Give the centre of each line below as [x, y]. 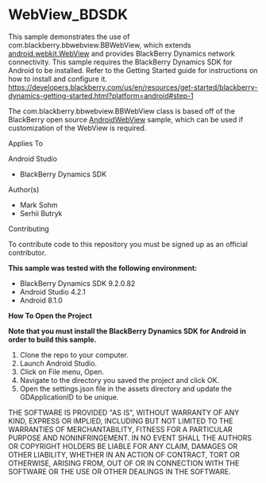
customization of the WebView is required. [77, 128]
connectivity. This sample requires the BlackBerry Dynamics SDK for [120, 62]
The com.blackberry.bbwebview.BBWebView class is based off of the [122, 111]
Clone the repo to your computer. [74, 354]
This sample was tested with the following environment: [102, 268]
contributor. [27, 253]
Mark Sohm [39, 205]
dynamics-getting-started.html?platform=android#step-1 [101, 95]
